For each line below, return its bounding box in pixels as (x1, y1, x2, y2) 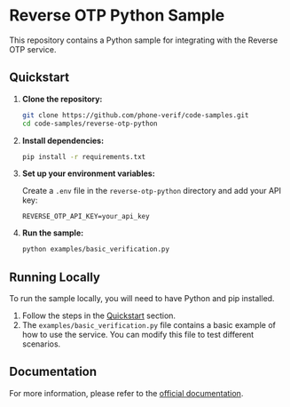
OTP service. (9, 44, 57, 54)
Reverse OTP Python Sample (9, 5, 225, 26)
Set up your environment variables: (21, 168, 155, 179)
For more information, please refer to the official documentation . (9, 387, 244, 398)
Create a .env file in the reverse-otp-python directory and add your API (21, 186, 282, 196)
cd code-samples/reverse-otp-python (21, 119, 158, 128)
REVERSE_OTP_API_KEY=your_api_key (21, 212, 150, 221)
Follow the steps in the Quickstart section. (21, 310, 176, 321)
